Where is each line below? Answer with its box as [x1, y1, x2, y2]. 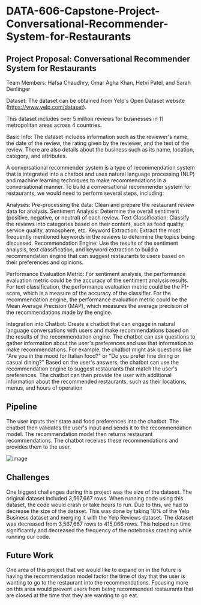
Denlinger [6, 85, 31, 93]
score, [6, 290, 22, 296]
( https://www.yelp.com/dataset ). [6, 103, 87, 111]
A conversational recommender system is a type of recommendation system [6, 164, 195, 171]
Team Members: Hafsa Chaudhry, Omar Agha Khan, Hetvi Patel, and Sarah [6, 79, 191, 86]
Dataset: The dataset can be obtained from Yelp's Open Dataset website [6, 97, 185, 104]
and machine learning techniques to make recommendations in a [6, 177, 166, 184]
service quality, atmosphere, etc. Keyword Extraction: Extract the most [6, 227, 181, 234]
